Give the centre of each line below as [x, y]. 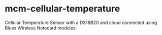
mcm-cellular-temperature [62, 9]
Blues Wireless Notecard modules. [41, 27]
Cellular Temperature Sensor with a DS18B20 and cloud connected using [81, 22]
